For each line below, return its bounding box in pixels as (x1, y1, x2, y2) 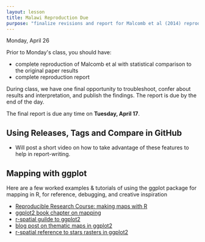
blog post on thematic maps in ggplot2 (15, 222, 113, 229)
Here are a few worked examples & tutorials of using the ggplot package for (6, 184, 197, 191)
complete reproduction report (15, 74, 90, 81)
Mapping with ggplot (6, 168, 87, 179)
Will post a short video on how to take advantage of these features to (15, 144, 189, 151)
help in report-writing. (15, 151, 71, 158)
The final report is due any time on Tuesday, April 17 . (6, 110, 140, 118)
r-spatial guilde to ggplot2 (15, 216, 81, 222)
